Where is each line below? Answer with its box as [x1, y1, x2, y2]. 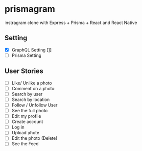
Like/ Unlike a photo [11, 80, 52, 86]
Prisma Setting [11, 52, 42, 58]
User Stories [4, 67, 44, 75]
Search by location [11, 97, 50, 102]
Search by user [11, 91, 43, 97]
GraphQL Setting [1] [11, 47, 52, 52]
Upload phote [11, 130, 40, 136]
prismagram [4, 3, 55, 15]
